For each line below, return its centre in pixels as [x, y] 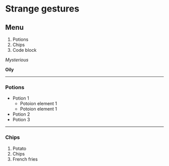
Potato [19, 148]
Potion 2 [21, 114]
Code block [24, 50]
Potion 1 [21, 98]
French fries [25, 159]
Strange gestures [42, 9]
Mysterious [17, 60]
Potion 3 [21, 120]
